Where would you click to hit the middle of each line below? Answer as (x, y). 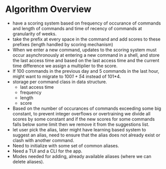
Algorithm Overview (48, 9)
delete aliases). (28, 161)
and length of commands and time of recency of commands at (77, 28)
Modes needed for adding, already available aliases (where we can (82, 156)
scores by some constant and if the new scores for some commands (84, 119)
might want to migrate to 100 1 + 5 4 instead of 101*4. (67, 76)
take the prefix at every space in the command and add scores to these (87, 39)
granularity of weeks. (34, 34)
